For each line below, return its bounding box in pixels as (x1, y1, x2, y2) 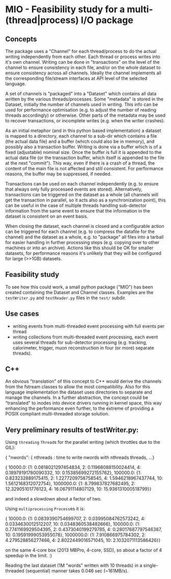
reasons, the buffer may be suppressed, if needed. (5, 171, 112, 177)
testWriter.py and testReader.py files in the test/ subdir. (5, 295, 126, 301)
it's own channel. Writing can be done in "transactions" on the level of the (5, 59, 160, 65)
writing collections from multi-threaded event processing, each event (12, 334, 158, 340)
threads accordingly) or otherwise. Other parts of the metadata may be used (5, 112, 166, 118)
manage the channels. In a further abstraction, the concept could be (5, 394, 149, 401)
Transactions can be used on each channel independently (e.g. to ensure (5, 181, 159, 187)
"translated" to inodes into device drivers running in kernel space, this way (5, 400, 162, 406)
